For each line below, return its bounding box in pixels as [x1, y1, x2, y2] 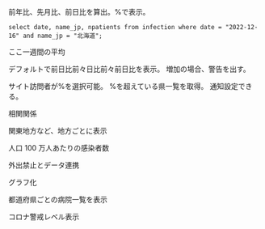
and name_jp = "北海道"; [23, 32, 103, 40]
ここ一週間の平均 [8, 47, 65, 57]
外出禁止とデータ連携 [8, 160, 79, 170]
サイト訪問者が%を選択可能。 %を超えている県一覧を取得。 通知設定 [8, 82, 238, 91]
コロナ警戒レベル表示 [8, 212, 79, 221]
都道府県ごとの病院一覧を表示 [8, 195, 107, 204]
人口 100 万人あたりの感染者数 [8, 143, 110, 152]
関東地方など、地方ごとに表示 [8, 126, 107, 135]
